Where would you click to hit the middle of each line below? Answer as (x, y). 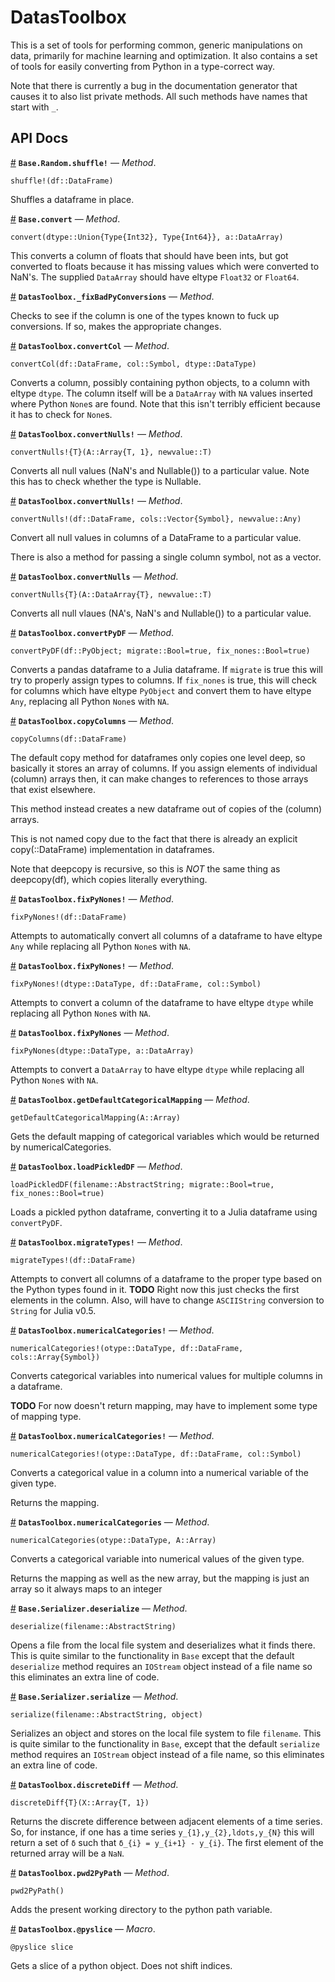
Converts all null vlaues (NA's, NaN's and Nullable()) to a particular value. (161, 613)
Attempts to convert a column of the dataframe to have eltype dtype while (162, 1002)
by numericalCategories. (61, 1147)
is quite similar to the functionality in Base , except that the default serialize (165, 1743)
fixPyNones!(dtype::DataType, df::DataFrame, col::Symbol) (136, 984)
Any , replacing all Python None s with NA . (90, 701)
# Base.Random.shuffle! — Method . (83, 162)
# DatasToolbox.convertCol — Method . (90, 345)
